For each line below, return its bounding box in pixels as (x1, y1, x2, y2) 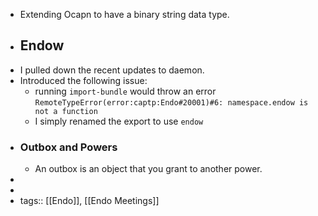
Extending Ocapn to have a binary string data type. (19, 9, 230, 20)
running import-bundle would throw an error (34, 85, 217, 97)
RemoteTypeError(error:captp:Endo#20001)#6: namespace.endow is (34, 97, 309, 108)
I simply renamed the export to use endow (34, 115, 204, 127)
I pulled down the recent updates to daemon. (19, 64, 205, 76)
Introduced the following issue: (19, 74, 148, 86)
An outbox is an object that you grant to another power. (34, 163, 263, 175)
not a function (34, 106, 98, 116)
